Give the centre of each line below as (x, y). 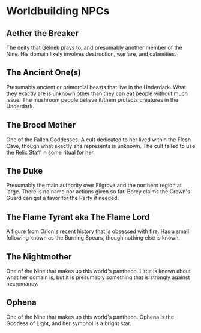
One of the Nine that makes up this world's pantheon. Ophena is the (90, 317)
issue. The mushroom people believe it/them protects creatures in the (92, 99)
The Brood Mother (41, 125)
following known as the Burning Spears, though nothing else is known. (93, 238)
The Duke (25, 171)
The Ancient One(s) (43, 73)
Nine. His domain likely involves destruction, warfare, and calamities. (91, 54)
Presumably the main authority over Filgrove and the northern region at (94, 185)
